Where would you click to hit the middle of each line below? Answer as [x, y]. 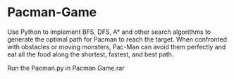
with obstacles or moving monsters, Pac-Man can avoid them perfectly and [117, 47]
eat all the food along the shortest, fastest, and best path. [91, 54]
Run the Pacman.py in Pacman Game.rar [66, 68]
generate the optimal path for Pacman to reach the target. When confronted [117, 39]
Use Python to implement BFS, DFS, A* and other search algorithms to [109, 32]
